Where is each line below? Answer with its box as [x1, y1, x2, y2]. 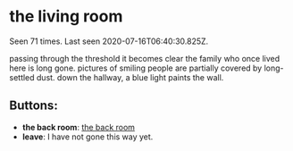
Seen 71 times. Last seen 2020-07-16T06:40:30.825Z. [9, 36, 209, 46]
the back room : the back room [21, 122, 136, 132]
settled [9, 71, 35, 82]
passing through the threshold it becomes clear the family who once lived [9, 53, 280, 63]
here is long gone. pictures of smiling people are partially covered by [9, 63, 263, 73]
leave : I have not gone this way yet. [21, 131, 154, 142]
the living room [9, 6, 123, 27]
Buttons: [9, 98, 58, 113]
